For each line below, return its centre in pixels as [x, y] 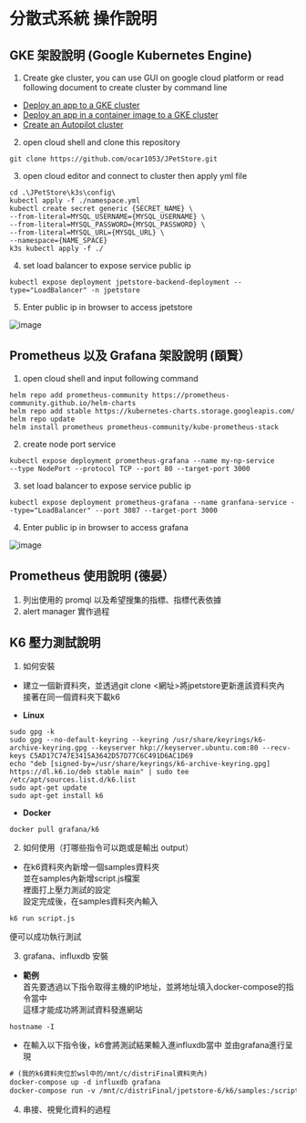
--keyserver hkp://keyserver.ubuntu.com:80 [174, 748]
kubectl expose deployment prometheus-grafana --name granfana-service [148, 502]
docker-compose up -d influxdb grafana [85, 1083]
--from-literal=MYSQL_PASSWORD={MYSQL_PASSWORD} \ [107, 225]
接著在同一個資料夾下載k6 [71, 697]
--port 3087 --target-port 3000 [157, 510]
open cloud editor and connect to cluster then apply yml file [135, 176]
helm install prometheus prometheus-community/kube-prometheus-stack [144, 427]
